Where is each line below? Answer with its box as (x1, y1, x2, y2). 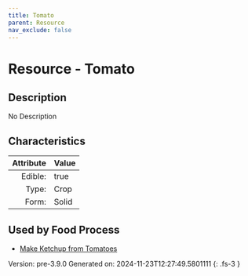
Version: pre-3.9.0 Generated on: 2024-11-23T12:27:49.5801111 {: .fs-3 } (8, 260, 241, 268)
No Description (8, 111, 57, 122)
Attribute (12, 158, 47, 169)
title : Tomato (8, 11, 55, 20)
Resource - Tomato (8, 60, 135, 78)
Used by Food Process (8, 223, 120, 236)
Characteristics (8, 134, 86, 147)
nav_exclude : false (8, 26, 72, 34)
